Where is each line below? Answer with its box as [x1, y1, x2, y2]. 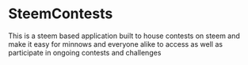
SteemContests [8, 5, 113, 23]
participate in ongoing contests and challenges [8, 48, 162, 57]
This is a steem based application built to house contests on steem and [8, 31, 240, 40]
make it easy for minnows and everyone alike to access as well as [8, 39, 223, 48]
